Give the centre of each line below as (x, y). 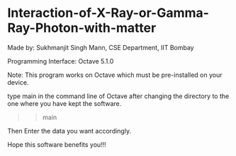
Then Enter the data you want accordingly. (69, 131)
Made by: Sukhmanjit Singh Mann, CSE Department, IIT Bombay (101, 47)
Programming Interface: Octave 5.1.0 (61, 61)
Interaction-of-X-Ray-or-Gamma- (108, 13)
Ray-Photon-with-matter (82, 28)
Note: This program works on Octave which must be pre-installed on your (115, 75)
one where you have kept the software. (64, 103)
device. (18, 82)
